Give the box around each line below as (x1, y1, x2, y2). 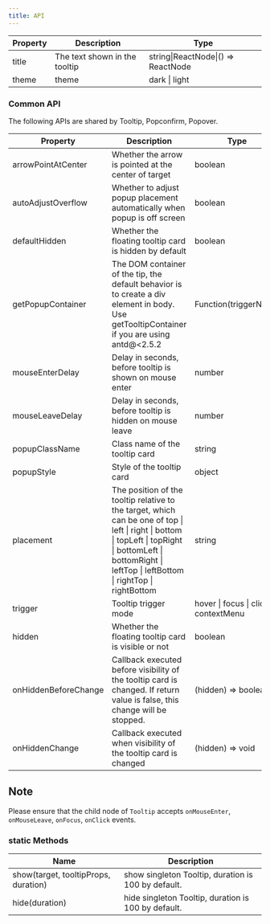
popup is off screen (111, 212, 186, 223)
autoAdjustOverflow (12, 197, 88, 208)
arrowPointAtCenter (12, 158, 88, 170)
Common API (8, 98, 61, 109)
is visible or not (111, 640, 170, 652)
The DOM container (111, 258, 186, 269)
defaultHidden (12, 235, 67, 246)
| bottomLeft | (111, 544, 163, 555)
